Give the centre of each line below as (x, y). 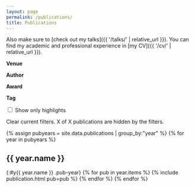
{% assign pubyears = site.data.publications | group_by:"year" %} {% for (95, 133)
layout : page (22, 12)
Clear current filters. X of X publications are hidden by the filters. (85, 122)
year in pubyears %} (31, 139)
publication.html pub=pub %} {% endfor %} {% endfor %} (77, 179)
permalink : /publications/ (39, 17)
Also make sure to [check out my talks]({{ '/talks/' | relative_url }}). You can (98, 40)
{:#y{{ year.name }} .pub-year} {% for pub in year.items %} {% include (92, 173)
